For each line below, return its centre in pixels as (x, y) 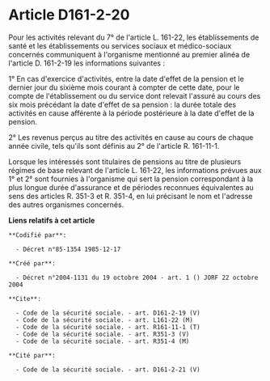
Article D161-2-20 (69, 15)
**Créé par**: (32, 263)
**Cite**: (25, 298)
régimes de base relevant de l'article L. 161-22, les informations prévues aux (135, 170)
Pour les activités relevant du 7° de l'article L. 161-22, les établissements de (134, 37)
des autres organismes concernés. (66, 205)
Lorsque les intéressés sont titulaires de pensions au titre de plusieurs (125, 161)
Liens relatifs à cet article (52, 220)
